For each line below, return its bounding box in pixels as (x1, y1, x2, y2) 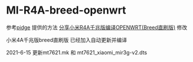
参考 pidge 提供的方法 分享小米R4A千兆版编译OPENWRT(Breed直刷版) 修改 (6, 24, 188, 31)
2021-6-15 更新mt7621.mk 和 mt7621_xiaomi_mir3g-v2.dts (6, 48, 148, 56)
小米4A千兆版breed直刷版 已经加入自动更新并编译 (6, 36, 127, 43)
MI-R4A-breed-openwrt (6, 4, 126, 17)
